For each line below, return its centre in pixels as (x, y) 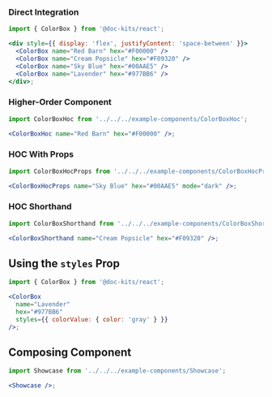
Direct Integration (44, 12)
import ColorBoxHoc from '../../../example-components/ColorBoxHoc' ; (128, 119)
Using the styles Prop (64, 263)
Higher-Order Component (60, 102)
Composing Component (70, 353)
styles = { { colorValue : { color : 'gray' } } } (92, 319)
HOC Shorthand (40, 207)
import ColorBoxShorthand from (61, 223)
